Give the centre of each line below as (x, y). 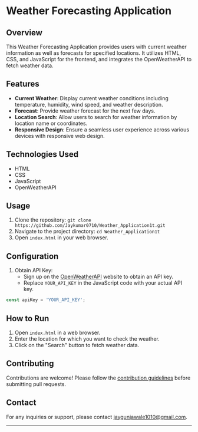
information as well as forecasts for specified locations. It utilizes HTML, (94, 53)
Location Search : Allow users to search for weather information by (96, 117)
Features (23, 84)
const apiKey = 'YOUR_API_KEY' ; (46, 300)
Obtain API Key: (34, 271)
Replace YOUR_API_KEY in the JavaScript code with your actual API (103, 283)
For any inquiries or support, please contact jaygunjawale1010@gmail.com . (97, 417)
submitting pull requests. (36, 384)
